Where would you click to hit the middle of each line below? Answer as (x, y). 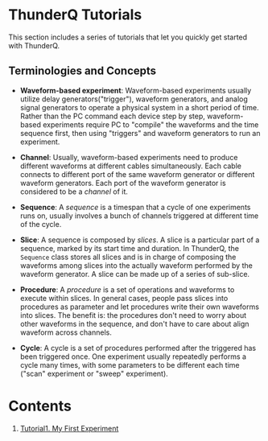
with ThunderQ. (34, 45)
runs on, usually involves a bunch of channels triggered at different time (139, 216)
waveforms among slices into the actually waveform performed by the (136, 265)
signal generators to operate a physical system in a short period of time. (139, 107)
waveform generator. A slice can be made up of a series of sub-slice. (135, 274)
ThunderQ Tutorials (75, 15)
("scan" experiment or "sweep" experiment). (94, 373)
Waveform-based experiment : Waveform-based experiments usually (136, 90)
